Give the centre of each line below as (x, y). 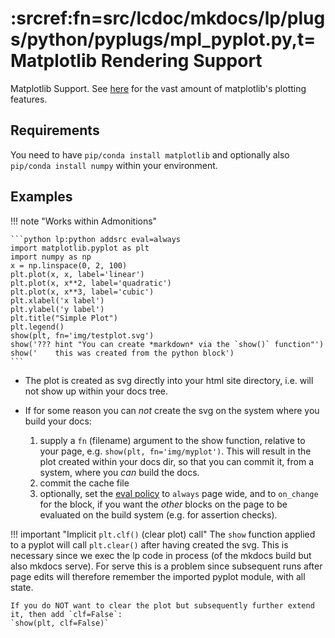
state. (22, 587)
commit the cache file (84, 483)
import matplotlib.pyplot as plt (80, 248)
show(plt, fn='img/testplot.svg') (82, 335)
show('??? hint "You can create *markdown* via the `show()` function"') (167, 344)
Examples (41, 197)
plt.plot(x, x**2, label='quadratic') (91, 283)
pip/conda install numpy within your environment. (114, 165)
